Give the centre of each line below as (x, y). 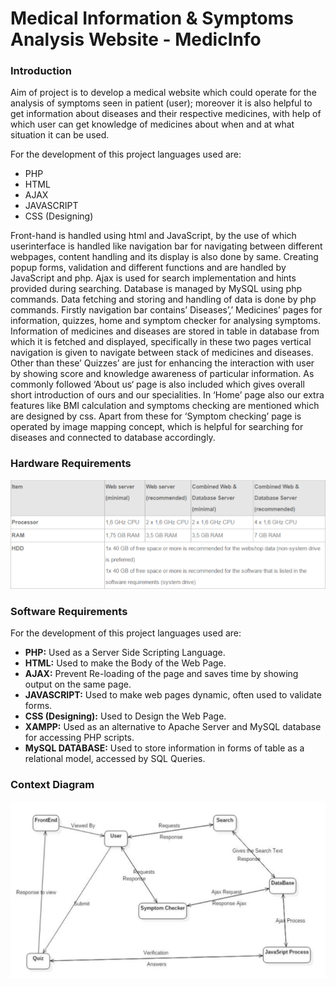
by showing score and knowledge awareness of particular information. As (162, 374)
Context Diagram (52, 785)
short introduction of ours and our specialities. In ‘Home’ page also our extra (167, 395)
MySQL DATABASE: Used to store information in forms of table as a (164, 748)
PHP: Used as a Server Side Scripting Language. (125, 653)
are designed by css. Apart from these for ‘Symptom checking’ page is (156, 416)
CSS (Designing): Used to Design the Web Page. (125, 716)
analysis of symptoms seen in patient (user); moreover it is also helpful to (161, 103)
